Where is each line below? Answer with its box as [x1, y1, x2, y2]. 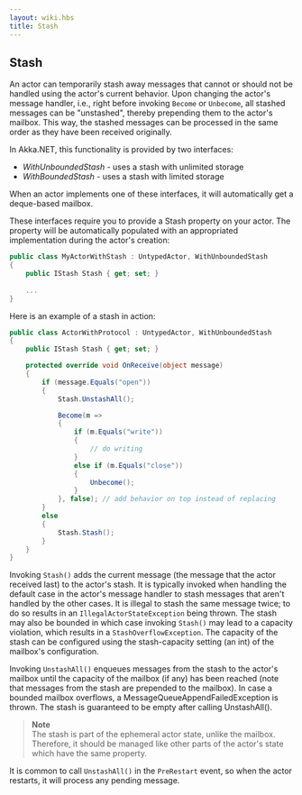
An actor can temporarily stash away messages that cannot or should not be [9, 78, 293, 90]
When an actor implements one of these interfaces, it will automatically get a [9, 188, 294, 199]
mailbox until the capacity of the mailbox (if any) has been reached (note [9, 673, 279, 684]
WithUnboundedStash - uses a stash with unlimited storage [22, 161, 244, 172]
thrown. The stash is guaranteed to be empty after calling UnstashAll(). [9, 702, 273, 713]
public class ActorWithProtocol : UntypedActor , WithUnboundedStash [9, 328, 272, 337]
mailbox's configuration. [9, 646, 99, 657]
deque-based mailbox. [9, 198, 94, 209]
